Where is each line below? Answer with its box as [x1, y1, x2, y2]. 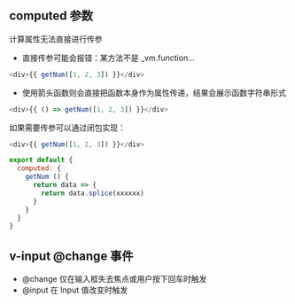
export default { [9, 156, 74, 165]
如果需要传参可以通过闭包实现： [9, 122, 126, 133]
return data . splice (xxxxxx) [41, 189, 144, 198]
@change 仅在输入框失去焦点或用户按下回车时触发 [21, 274, 207, 285]
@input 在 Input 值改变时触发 [21, 285, 128, 295]
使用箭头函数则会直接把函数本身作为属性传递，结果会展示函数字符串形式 [21, 87, 286, 97]
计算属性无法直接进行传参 [9, 34, 103, 44]
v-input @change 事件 [9, 248, 135, 263]
